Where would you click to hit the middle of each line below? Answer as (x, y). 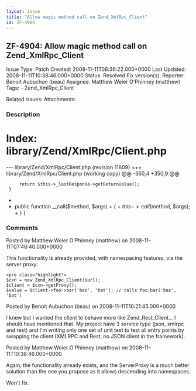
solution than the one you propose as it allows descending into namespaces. (98, 372)
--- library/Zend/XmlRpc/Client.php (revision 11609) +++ (74, 167)
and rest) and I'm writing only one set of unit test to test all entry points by (95, 330)
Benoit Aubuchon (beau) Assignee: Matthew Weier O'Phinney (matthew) (93, 82)
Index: (22, 139)
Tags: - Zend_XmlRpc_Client (40, 88)
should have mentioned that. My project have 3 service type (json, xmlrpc (95, 324)
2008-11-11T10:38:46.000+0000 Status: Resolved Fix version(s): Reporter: (96, 76)
